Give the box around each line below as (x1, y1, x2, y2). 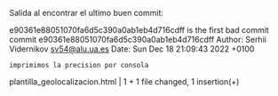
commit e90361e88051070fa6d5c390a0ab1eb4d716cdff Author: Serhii (9, 35, 266, 44)
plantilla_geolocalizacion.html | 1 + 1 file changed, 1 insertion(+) (9, 76, 240, 87)
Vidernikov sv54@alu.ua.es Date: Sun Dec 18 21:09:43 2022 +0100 (9, 44, 255, 54)
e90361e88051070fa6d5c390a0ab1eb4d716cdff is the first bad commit (9, 25, 269, 35)
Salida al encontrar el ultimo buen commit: (9, 8, 164, 18)
